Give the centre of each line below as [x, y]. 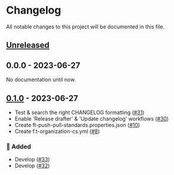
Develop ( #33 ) [32, 160]
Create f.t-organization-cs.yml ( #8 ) [57, 131]
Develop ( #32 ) [32, 166]
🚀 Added [19, 147]
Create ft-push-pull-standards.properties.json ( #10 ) [77, 125]
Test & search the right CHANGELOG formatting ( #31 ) [79, 112]
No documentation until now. [41, 80]
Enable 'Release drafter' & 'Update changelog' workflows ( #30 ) [92, 118]
